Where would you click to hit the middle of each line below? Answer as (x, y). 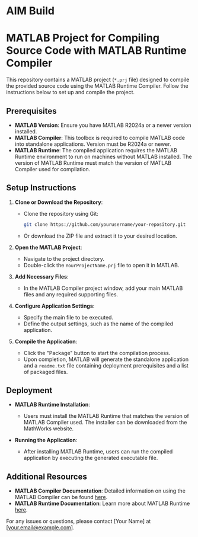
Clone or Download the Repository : (59, 202)
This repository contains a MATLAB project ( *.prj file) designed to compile (98, 80)
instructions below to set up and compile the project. (71, 92)
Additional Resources (47, 476)
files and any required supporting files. (71, 294)
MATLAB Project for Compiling (83, 38)
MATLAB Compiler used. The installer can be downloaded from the (105, 423)
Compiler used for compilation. (52, 169)
